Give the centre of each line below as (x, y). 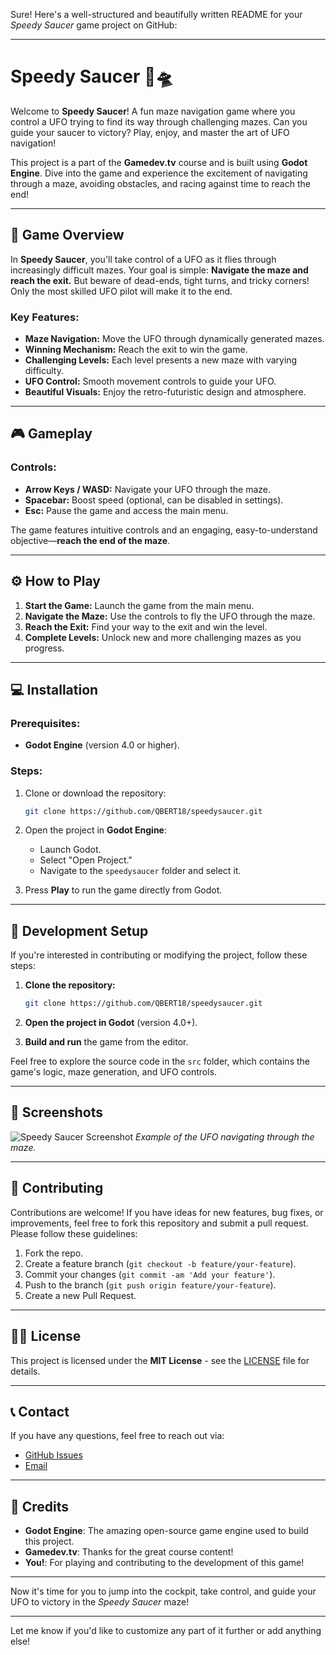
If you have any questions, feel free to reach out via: (117, 1436)
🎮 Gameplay (51, 434)
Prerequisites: (45, 723)
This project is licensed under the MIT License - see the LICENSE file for (160, 1360)
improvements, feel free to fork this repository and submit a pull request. (159, 1223)
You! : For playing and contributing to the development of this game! (164, 1563)
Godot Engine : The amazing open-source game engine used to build (166, 1531)
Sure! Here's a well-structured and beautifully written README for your (156, 14)
